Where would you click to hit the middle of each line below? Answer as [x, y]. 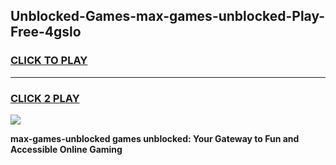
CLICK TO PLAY [49, 61]
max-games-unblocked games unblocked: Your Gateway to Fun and [155, 138]
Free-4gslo [46, 32]
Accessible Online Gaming [66, 149]
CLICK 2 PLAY [45, 98]
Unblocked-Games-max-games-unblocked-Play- [168, 16]
